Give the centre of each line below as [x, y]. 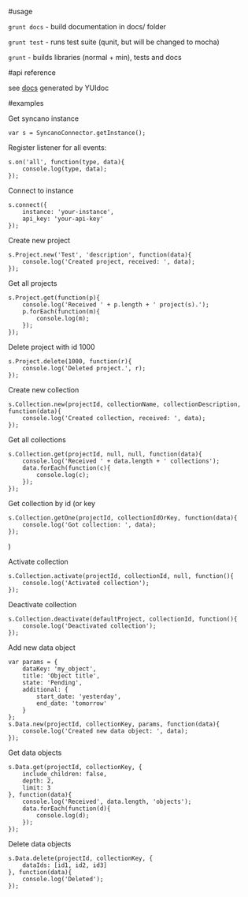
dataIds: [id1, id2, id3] [65, 865]
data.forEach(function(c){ [67, 468]
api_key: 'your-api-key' [63, 219]
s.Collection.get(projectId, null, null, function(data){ [105, 454]
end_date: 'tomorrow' [72, 704]
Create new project [39, 240]
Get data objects [35, 753]
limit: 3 [37, 788]
